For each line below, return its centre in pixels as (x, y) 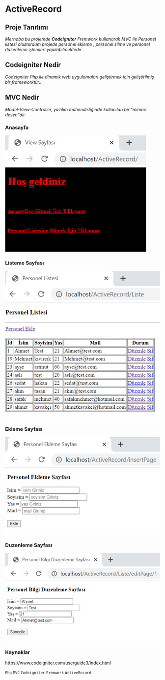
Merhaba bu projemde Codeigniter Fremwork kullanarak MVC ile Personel (81, 39)
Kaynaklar (18, 652)
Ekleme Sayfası (24, 429)
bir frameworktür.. (23, 82)
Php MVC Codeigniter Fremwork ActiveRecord (48, 673)
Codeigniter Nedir (33, 65)
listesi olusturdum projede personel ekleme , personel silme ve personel (78, 44)
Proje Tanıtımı (27, 27)
